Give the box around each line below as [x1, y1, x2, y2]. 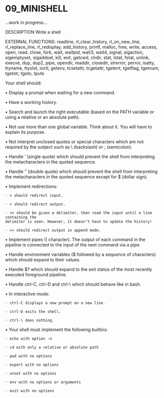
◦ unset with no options [5, 371, 57, 376]
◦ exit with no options [5, 388, 55, 393]
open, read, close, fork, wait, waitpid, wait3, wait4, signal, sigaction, [5, 49, 144, 55]
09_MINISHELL [5, 3, 68, 14]
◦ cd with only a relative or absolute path [5, 345, 99, 350]
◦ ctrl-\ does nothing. [5, 318, 55, 323]
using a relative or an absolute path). [5, 114, 81, 120]
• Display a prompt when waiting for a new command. [5, 89, 116, 95]
